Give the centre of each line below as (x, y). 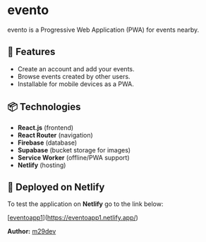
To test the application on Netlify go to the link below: (85, 204)
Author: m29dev (32, 231)
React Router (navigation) (55, 135)
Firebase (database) (47, 143)
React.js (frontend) (46, 127)
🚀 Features (31, 52)
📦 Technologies (44, 107)
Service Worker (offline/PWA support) (73, 157)
